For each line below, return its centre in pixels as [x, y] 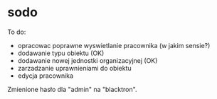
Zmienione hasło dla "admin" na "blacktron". [72, 89]
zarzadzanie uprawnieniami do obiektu [74, 68]
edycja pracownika [45, 76]
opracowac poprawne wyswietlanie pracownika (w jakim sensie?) [114, 45]
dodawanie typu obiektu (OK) [61, 53]
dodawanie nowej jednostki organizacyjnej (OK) [88, 60]
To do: [17, 32]
